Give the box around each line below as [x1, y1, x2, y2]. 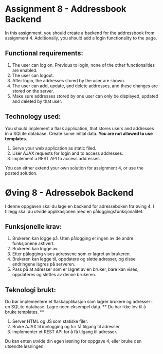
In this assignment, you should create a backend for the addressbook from [5, 30, 155, 36]
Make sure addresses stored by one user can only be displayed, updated [12, 93, 159, 99]
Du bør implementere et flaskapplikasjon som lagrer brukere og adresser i [5, 298, 153, 305]
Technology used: [5, 112, 61, 121]
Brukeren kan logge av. [12, 246, 59, 252]
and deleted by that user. [12, 98, 62, 104]
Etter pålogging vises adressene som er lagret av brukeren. [12, 251, 131, 257]
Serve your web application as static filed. [12, 145, 96, 151]
